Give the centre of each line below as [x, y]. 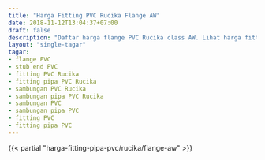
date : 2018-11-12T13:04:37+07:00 [63, 23]
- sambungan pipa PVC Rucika [56, 96]
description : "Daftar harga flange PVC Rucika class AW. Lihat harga [125, 37]
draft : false [30, 30]
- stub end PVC [33, 67]
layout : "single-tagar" [47, 45]
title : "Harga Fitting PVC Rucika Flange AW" [84, 15]
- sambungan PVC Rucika [47, 89]
